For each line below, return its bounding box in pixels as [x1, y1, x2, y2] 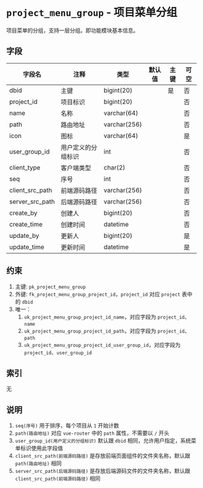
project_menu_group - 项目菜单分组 [6, 5, 178, 19]
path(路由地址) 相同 [14, 460, 62, 467]
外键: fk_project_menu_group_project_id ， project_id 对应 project [14, 290, 181, 297]
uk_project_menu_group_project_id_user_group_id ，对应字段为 [24, 341, 181, 348]
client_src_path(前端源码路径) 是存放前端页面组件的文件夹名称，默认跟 [14, 452, 190, 460]
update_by [9, 231, 39, 240]
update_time [9, 243, 45, 251]
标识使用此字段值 [20, 444, 63, 452]
